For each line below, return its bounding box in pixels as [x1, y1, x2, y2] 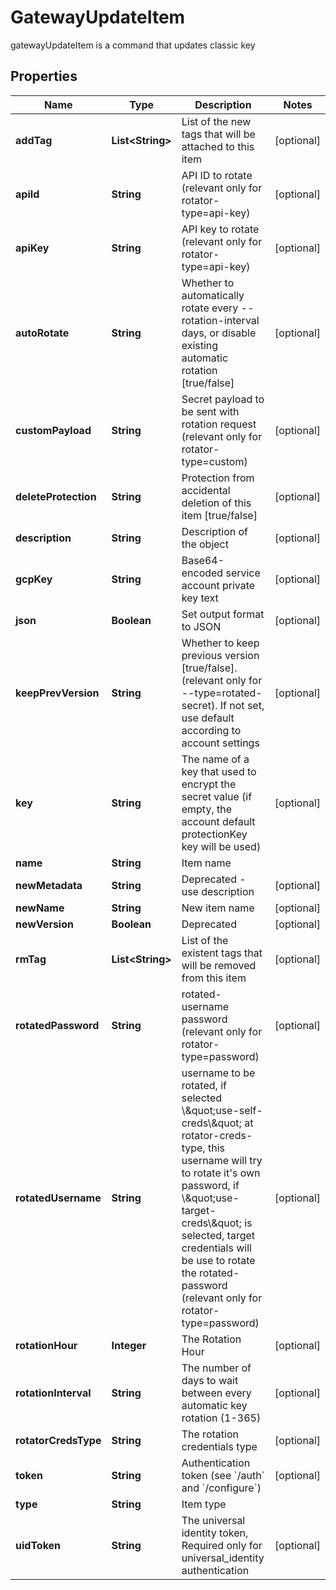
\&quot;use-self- [181, 1103, 263, 1117]
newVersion [15, 917, 74, 931]
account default [181, 814, 256, 828]
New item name [181, 901, 255, 915]
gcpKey [15, 572, 53, 586]
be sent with [181, 404, 240, 418]
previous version [181, 648, 260, 662]
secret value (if [181, 789, 253, 803]
